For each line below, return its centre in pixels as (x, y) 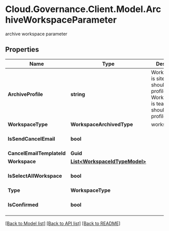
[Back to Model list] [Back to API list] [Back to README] (63, 223)
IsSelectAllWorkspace (35, 176)
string (78, 94)
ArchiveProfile (25, 94)
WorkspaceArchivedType (102, 124)
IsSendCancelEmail (31, 139)
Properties (22, 49)
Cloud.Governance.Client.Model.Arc (83, 9)
